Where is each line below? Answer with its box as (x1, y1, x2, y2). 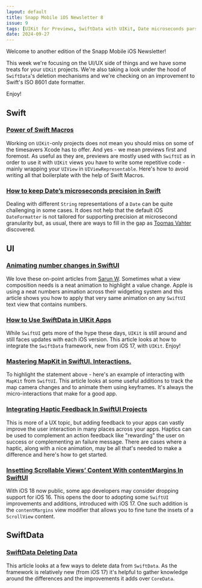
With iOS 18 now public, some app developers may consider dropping (6, 487, 179, 494)
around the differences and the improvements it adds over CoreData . (6, 575, 175, 582)
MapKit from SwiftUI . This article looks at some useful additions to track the (6, 377, 194, 384)
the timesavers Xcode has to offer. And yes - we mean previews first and (6, 146, 187, 153)
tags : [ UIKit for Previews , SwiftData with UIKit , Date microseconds (6, 25, 185, 32)
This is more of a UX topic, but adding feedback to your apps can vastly (6, 419, 185, 426)
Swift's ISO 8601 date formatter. (6, 79, 85, 86)
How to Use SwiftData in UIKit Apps (6, 316, 112, 324)
